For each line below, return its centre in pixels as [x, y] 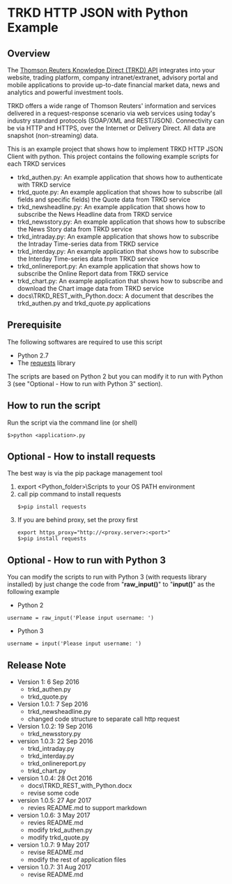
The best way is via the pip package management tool [85, 473]
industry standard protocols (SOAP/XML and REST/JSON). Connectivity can [116, 121]
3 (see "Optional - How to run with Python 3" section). [85, 383]
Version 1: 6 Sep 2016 [48, 682]
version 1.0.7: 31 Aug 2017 [54, 867]
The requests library [46, 363]
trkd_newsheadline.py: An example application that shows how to [111, 207]
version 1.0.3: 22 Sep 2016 [55, 741]
